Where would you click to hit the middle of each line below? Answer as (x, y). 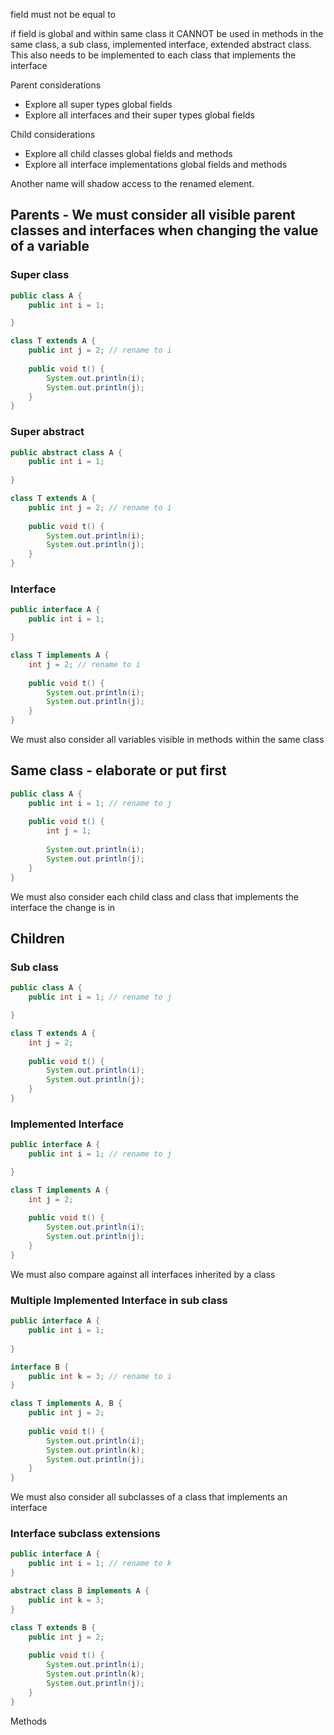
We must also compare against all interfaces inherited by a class (143, 1274)
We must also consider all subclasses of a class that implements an (149, 1497)
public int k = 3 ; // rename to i (100, 1376)
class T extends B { (53, 1627)
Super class (40, 275)
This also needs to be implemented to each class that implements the (153, 55)
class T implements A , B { (66, 1404)
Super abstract (47, 432)
